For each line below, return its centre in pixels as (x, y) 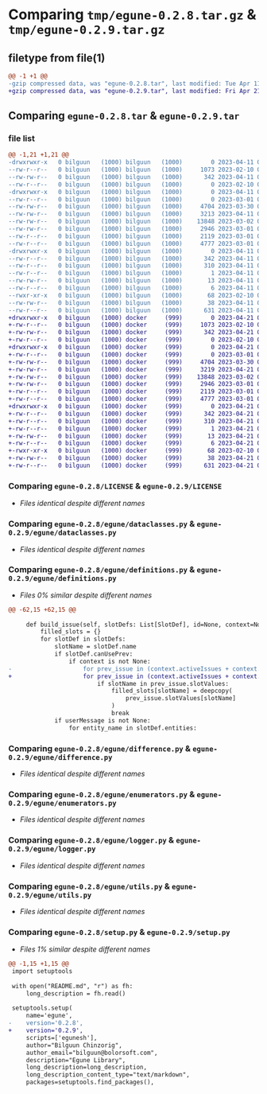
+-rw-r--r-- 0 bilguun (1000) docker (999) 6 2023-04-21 (131, 443)
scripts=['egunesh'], (62, 1038)
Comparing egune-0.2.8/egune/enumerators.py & (102, 794)
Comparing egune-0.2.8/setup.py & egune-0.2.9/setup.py (119, 932)
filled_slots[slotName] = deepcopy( (172, 691)
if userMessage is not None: (103, 720)
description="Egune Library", (76, 1060)
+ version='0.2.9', (46, 1031)
